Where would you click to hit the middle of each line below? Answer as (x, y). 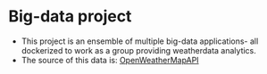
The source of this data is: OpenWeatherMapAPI (110, 60)
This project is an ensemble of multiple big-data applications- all (140, 41)
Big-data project (70, 16)
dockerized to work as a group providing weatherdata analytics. (138, 50)
